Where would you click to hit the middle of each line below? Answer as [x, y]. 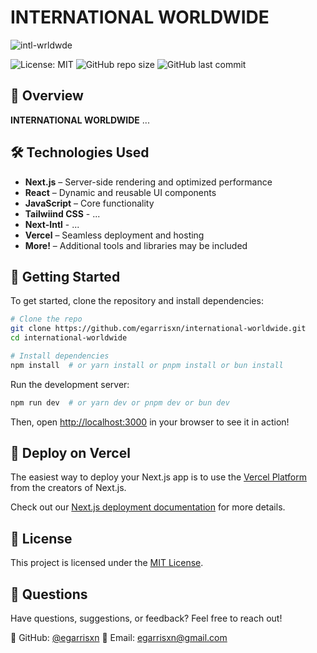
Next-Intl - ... [52, 224]
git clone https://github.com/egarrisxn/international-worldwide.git [158, 329]
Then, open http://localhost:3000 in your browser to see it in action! [150, 422]
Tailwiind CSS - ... [62, 213]
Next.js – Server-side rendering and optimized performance [148, 182]
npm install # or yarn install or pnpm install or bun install [147, 365]
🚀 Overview [47, 96]
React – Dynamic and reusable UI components [120, 192]
